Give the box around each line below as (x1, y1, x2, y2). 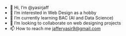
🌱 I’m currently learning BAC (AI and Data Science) (9, 15, 114, 20)
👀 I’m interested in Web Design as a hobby (9, 10, 97, 16)
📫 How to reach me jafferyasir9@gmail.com (9, 26, 101, 31)
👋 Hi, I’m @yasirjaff (9, 5, 49, 10)
